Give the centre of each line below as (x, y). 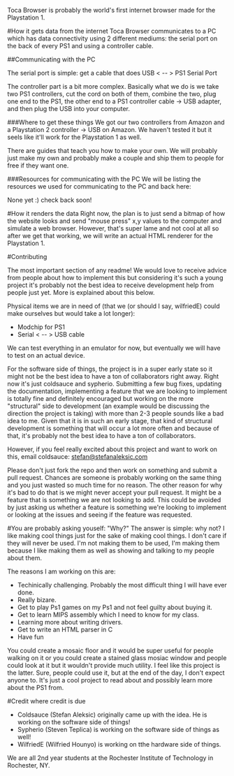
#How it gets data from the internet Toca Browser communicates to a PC (112, 31)
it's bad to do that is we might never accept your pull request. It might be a (115, 492)
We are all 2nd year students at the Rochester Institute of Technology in (110, 758)
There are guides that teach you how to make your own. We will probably (112, 151)
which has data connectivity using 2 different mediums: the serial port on (112, 38)
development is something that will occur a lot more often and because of (113, 428)
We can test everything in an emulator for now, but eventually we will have (114, 348)
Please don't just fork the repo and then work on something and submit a (112, 470)
